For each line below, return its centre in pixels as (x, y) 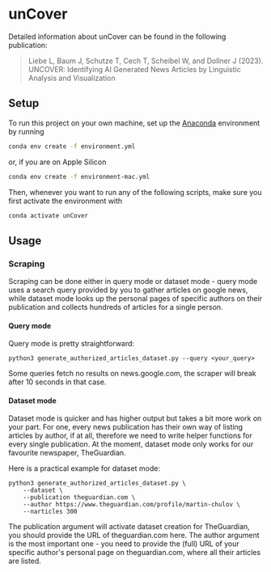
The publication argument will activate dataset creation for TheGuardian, (129, 527)
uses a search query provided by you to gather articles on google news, (128, 290)
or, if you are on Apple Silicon (57, 162)
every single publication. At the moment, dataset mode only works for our (131, 444)
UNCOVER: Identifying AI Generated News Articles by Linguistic (134, 69)
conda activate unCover (49, 215)
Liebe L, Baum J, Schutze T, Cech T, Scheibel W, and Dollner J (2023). (146, 61)
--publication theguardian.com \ (79, 498)
